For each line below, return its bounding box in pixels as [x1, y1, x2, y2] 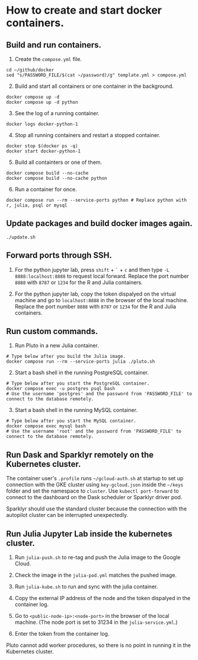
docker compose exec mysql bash [6, 423, 86, 429]
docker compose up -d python [6, 99, 78, 105]
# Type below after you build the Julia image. [6, 354, 126, 360]
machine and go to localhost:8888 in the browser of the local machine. [14, 296, 189, 303]
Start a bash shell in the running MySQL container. [14, 407, 138, 414]
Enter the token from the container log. [14, 630, 110, 637]
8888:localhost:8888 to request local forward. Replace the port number [14, 272, 189, 280]
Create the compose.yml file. [14, 56, 82, 62]
